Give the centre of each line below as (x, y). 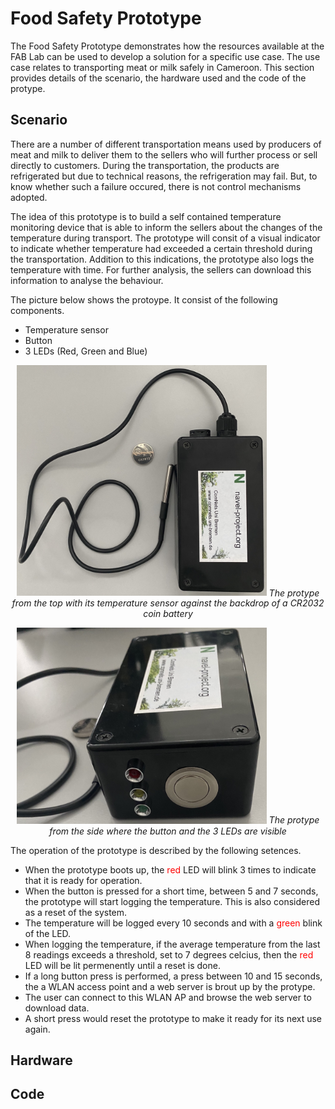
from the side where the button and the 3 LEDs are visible (168, 831)
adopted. (29, 197)
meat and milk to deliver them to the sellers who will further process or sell (164, 154)
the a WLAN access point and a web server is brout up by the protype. (170, 986)
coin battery (168, 614)
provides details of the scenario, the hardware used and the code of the (158, 78)
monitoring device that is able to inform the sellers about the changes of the (166, 227)
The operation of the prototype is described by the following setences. (156, 850)
